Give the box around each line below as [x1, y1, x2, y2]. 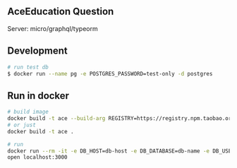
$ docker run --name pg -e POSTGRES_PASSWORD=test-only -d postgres [7, 70, 213, 77]
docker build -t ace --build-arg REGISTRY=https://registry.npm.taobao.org [7, 115, 235, 122]
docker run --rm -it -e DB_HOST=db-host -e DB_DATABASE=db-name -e [7, 148, 210, 155]
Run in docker [7, 90, 69, 102]
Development [7, 45, 68, 57]
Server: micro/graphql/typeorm [7, 24, 98, 32]
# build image [7, 109, 49, 116]
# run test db [7, 64, 49, 71]
